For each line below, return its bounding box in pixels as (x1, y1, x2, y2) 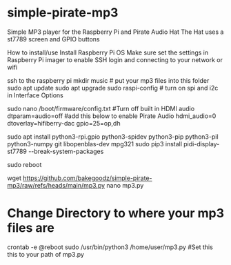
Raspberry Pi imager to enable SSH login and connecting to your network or (7, 55, 223, 63)
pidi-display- (183, 139, 220, 148)
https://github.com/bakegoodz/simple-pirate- (23, 174, 153, 182)
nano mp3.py (106, 181, 144, 189)
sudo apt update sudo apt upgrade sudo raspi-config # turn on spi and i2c (7, 84, 219, 92)
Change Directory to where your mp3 (7, 206, 224, 222)
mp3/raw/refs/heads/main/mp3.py (7, 181, 106, 189)
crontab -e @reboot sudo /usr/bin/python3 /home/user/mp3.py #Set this (7, 243, 214, 251)
